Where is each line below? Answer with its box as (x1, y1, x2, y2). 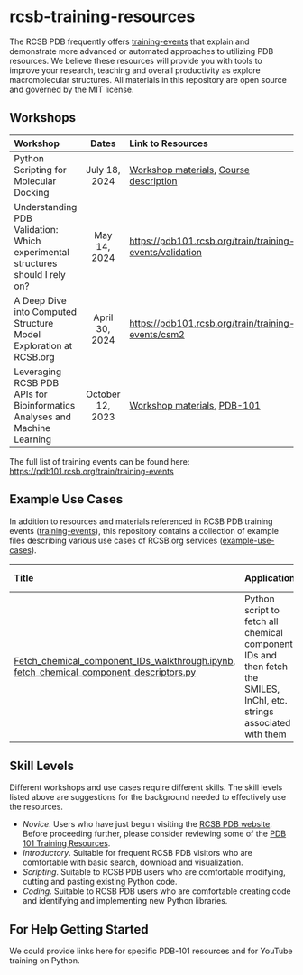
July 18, (85, 163, 121, 176)
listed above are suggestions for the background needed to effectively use (9, 792, 287, 803)
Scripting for (14, 163, 67, 176)
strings (244, 705, 274, 718)
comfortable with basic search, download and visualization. (22, 857, 243, 868)
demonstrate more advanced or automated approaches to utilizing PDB (9, 45, 274, 56)
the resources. (9, 801, 63, 813)
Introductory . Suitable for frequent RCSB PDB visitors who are (22, 848, 252, 859)
